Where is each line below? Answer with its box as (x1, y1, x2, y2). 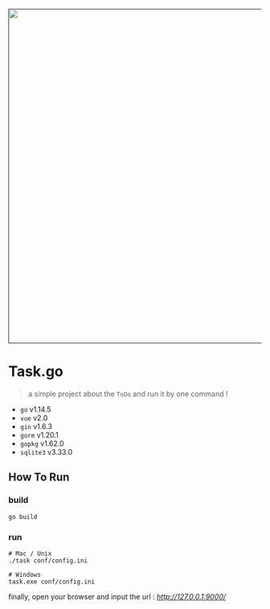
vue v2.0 (19, 413, 48, 423)
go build (8, 513, 38, 521)
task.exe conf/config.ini (8, 578, 95, 586)
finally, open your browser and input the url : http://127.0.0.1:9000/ (8, 591, 227, 601)
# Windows (8, 570, 42, 578)
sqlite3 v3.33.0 (19, 447, 73, 456)
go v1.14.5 (19, 404, 51, 414)
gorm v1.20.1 (19, 430, 59, 439)
